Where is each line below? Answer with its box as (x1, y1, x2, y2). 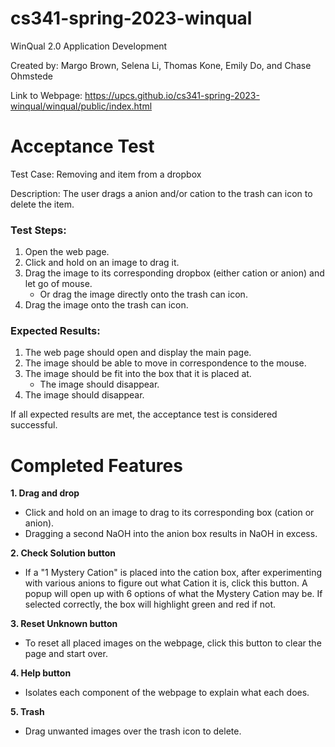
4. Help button (10, 667, 72, 679)
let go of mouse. (24, 278, 93, 290)
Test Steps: (10, 223, 67, 237)
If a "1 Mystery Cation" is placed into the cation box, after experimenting (24, 567, 323, 579)
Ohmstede (10, 70, 53, 82)
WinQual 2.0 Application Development (10, 40, 168, 52)
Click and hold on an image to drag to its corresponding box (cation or (24, 507, 315, 519)
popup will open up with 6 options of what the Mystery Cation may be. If (24, 588, 323, 600)
